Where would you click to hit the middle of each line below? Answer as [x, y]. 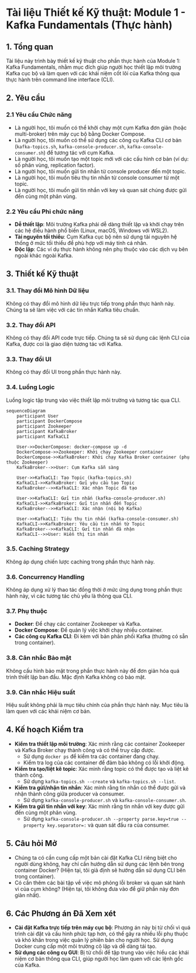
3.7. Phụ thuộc [27, 611]
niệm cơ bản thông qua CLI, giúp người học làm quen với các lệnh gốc [99, 959]
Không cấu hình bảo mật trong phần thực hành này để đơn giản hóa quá [93, 670]
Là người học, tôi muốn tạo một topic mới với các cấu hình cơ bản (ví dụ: [102, 159]
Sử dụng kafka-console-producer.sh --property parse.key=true [101, 818]
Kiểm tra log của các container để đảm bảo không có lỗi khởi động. [104, 762]
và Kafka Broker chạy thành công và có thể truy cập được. [85, 750]
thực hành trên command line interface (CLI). [60, 80]
